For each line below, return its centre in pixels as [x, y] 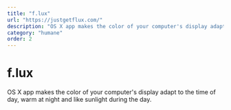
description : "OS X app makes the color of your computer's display [107, 26]
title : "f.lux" [29, 13]
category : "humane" [35, 33]
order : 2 [20, 39]
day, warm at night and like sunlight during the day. [79, 100]
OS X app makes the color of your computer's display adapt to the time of [112, 92]
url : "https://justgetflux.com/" [55, 20]
